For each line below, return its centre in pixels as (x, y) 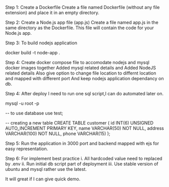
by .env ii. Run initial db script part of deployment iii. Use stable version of (82, 164)
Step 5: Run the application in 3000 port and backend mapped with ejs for (82, 143)
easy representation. (27, 149)
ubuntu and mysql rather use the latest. (46, 169)
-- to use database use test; (34, 113)
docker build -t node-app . (33, 53)
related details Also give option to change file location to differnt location (81, 73)
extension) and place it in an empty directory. (52, 13)
